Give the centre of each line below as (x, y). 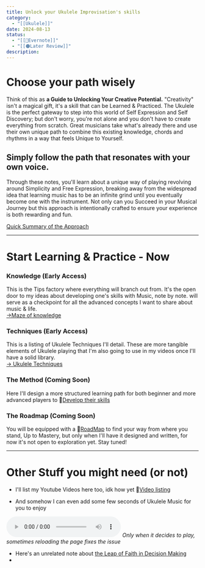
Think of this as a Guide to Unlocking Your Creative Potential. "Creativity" (100, 99)
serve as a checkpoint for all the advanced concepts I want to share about (100, 302)
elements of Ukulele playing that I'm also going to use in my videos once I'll (101, 351)
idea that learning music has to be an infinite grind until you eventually (95, 195)
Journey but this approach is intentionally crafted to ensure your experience (102, 208)
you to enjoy (31, 508)
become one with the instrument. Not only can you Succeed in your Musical (102, 201)
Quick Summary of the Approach (48, 226)
